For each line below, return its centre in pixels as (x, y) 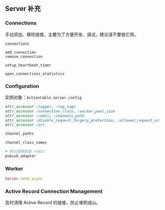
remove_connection (24, 56)
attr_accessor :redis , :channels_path (45, 116)
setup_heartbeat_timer (28, 65)
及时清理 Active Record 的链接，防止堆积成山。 (53, 203)
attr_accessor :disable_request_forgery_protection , (60, 120)
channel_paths (20, 134)
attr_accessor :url (25, 125)
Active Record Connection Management (54, 191)
